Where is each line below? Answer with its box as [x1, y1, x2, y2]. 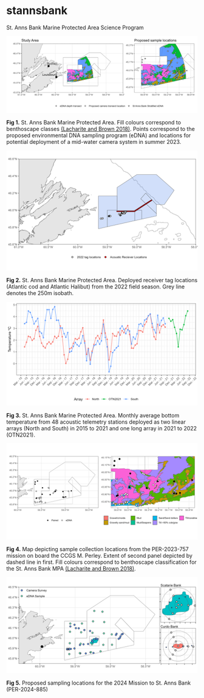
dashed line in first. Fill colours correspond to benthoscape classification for [6, 558, 197, 566]
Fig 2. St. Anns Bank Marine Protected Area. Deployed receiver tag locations [6, 277, 198, 284]
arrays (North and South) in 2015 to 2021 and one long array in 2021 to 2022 [6, 424, 197, 432]
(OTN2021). [6, 431, 35, 438]
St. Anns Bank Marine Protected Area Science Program [6, 24, 144, 31]
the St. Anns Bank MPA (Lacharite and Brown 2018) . [6, 564, 136, 572]
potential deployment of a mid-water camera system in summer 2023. [6, 138, 182, 146]
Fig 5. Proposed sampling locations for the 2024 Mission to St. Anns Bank [6, 679, 191, 686]
